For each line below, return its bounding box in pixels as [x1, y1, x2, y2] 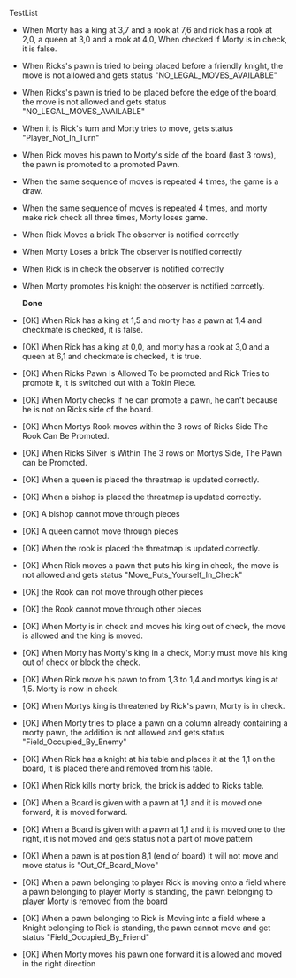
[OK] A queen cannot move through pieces [21, 526, 178, 536]
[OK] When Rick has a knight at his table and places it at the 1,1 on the [21, 754, 276, 764]
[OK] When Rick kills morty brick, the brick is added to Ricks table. [21, 781, 264, 790]
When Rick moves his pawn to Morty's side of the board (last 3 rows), [21, 150, 277, 160]
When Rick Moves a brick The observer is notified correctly [21, 229, 239, 240]
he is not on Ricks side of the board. [21, 404, 154, 414]
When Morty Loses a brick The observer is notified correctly [21, 247, 243, 257]
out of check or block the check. [21, 657, 141, 667]
